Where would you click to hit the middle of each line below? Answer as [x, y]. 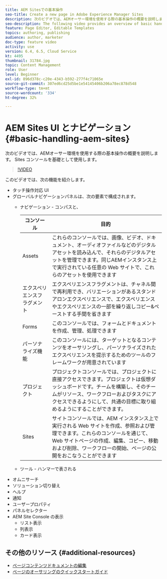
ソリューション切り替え [36, 486]
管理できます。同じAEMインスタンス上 [112, 260]
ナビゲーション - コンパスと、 [50, 207]
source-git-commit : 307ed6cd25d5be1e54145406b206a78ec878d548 [71, 83]
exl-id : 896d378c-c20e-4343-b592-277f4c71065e [54, 79]
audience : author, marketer [34, 38]
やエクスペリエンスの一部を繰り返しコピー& [103, 307]
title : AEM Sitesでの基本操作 [34, 10]
